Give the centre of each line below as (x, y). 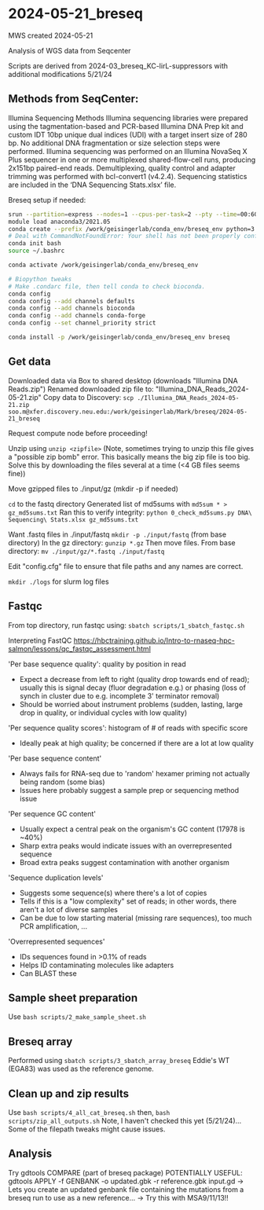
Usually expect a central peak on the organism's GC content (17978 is (132, 829)
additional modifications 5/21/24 (60, 74)
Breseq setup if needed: (47, 200)
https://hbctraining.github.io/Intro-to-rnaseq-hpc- (154, 640)
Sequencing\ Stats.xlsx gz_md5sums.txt (73, 519)
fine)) (17, 473)
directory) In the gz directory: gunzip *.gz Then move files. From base (122, 542)
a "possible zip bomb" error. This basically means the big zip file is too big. (129, 456)
